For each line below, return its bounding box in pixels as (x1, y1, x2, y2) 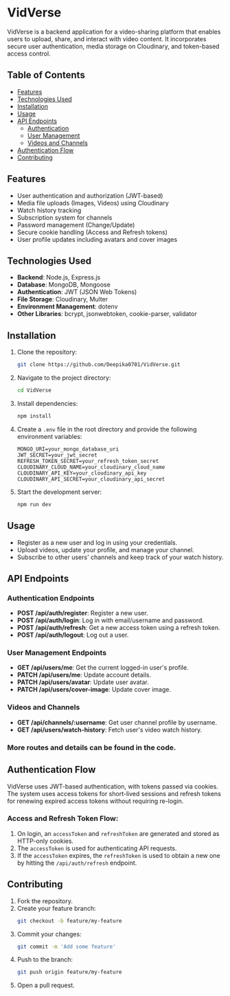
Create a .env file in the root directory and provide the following (16, 425, 197, 433)
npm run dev (16, 501, 51, 508)
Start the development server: (16, 488, 102, 496)
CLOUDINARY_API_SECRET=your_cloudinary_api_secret (16, 475, 165, 482)
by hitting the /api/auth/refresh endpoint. (16, 859, 137, 867)
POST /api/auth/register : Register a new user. (16, 609, 149, 618)
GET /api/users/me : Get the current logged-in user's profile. (16, 664, 189, 672)
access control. (7, 49, 51, 58)
